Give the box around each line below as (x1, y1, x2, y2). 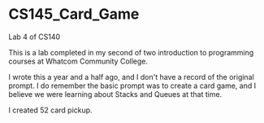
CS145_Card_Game (8, 5, 140, 24)
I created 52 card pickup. (8, 105, 93, 115)
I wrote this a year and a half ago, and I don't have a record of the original (8, 72, 254, 81)
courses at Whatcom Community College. (8, 56, 149, 66)
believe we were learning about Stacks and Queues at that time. (8, 89, 223, 99)
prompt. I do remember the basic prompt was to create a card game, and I (8, 81, 257, 90)
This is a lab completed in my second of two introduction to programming (8, 47, 254, 57)
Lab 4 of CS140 (8, 32, 61, 42)
